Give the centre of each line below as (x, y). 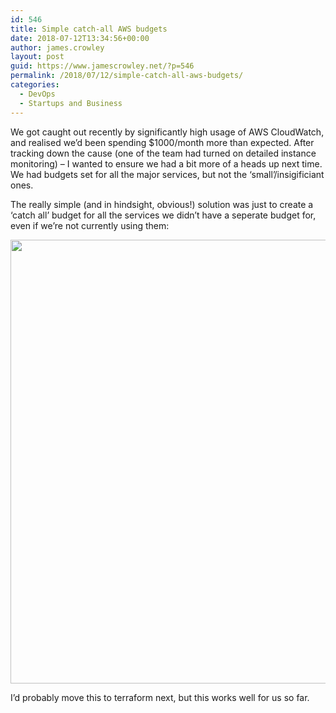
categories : (35, 85)
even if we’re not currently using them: (90, 225)
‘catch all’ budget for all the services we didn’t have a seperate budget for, (163, 215)
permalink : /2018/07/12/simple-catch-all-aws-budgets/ (127, 76)
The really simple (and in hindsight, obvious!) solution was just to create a (162, 204)
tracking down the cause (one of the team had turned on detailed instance (163, 153)
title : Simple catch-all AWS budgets (89, 29)
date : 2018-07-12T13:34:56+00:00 (80, 38)
